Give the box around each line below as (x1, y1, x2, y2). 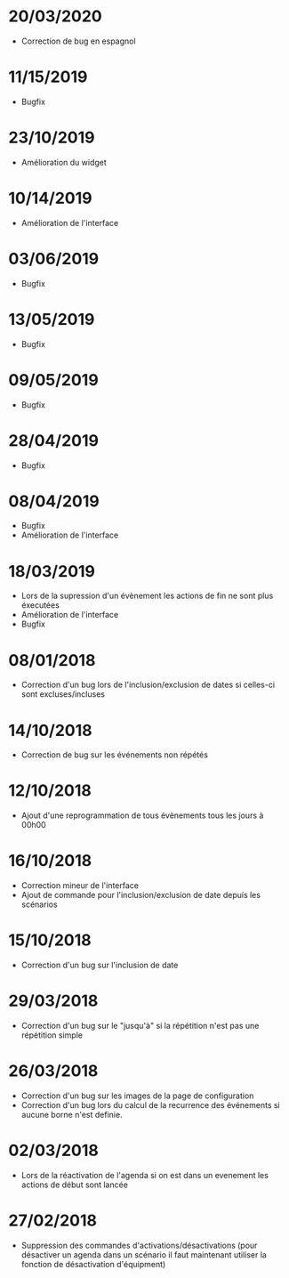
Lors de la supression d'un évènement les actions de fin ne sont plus (20, 590, 274, 602)
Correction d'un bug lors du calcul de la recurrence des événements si (20, 1099, 281, 1110)
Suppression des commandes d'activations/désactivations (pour (20, 1240, 258, 1250)
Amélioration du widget (20, 157, 108, 167)
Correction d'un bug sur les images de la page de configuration (20, 1090, 254, 1101)
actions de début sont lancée (20, 1179, 128, 1190)
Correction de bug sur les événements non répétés (20, 749, 208, 760)
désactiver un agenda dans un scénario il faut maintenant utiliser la (20, 1249, 268, 1260)
